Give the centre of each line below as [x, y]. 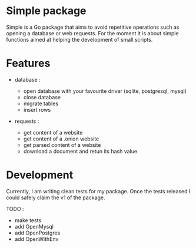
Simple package [46, 11]
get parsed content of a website [62, 145]
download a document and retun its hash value [80, 151]
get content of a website [53, 132]
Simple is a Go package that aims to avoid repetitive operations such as [93, 27]
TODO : [15, 209]
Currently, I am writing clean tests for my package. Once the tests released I [98, 191]
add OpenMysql [34, 226]
